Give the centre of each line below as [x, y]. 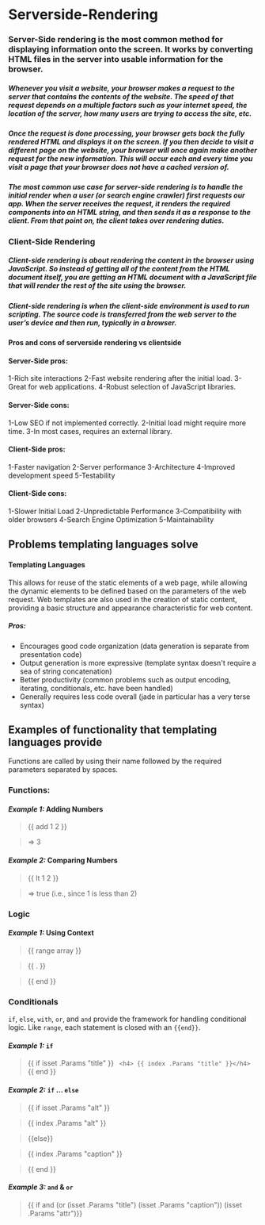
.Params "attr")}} [55, 1213]
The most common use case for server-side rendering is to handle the [126, 187]
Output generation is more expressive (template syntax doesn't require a [138, 662]
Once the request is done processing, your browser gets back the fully [127, 133]
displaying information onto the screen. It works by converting [131, 49]
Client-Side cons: [38, 493]
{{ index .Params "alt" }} [67, 1123]
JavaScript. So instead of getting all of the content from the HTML [119, 269]
